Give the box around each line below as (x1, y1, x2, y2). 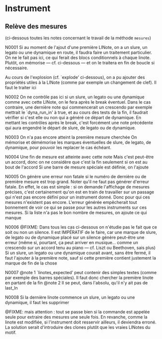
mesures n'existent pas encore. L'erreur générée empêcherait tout (5, 200, 137, 205)
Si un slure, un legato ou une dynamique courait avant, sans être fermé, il (5, 250, 151, 256)
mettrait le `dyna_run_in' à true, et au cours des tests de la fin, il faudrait (5, 109, 148, 115)
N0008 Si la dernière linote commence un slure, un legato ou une (5, 294, 135, 300)
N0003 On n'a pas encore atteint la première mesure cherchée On (5, 134, 137, 140)
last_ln (5, 285, 18, 291)
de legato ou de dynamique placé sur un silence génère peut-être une (5, 234, 145, 240)
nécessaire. (5, 65, 28, 71)
